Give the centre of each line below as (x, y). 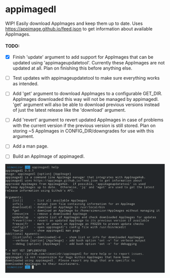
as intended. (26, 84)
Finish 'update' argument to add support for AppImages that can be (83, 57)
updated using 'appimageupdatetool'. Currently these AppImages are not (89, 63)
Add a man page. (31, 146)
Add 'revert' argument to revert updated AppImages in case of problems (88, 120)
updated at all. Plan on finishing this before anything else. (72, 68)
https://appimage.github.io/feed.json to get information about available (79, 28)
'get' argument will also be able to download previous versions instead (86, 105)
